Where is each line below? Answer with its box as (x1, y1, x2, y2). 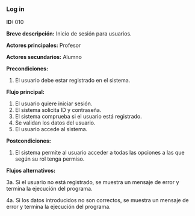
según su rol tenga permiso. (14, 155, 85, 162)
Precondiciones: (6, 65, 49, 72)
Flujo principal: (6, 88, 45, 96)
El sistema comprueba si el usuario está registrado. (14, 113, 143, 120)
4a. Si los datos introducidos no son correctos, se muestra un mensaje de (6, 197, 189, 204)
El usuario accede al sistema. (14, 126, 88, 133)
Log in (6, 5, 25, 13)
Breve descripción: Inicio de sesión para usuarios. (6, 30, 132, 37)
